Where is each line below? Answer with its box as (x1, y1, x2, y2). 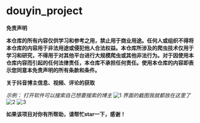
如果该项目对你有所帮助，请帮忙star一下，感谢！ (6, 111, 126, 118)
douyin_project (6, 4, 83, 18)
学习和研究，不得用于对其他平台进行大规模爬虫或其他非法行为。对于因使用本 (6, 51, 194, 59)
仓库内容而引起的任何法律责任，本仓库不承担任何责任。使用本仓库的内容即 (6, 59, 189, 66)
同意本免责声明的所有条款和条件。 (16, 66, 100, 73)
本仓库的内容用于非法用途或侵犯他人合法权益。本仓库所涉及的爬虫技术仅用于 (6, 44, 194, 51)
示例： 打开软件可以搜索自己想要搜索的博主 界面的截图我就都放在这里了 (6, 92, 191, 99)
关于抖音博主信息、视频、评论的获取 (6, 79, 95, 86)
